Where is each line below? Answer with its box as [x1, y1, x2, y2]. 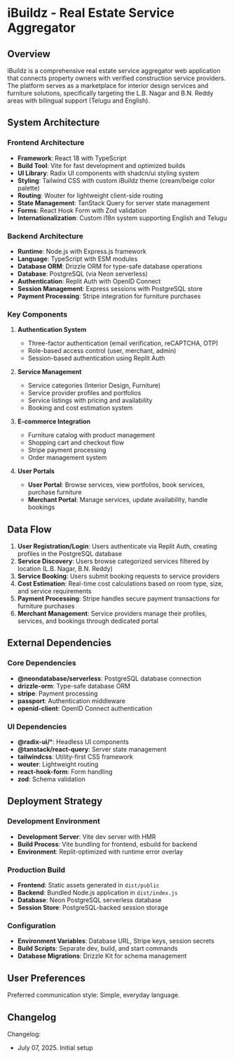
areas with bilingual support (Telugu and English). [7, 96, 151, 105]
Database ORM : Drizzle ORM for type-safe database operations [17, 262, 202, 270]
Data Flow [7, 523, 52, 535]
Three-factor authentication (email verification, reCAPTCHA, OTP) [27, 339, 219, 347]
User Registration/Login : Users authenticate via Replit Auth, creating [17, 542, 217, 551]
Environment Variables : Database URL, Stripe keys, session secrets [17, 937, 215, 945]
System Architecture [7, 117, 100, 129]
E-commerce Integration [17, 417, 91, 426]
